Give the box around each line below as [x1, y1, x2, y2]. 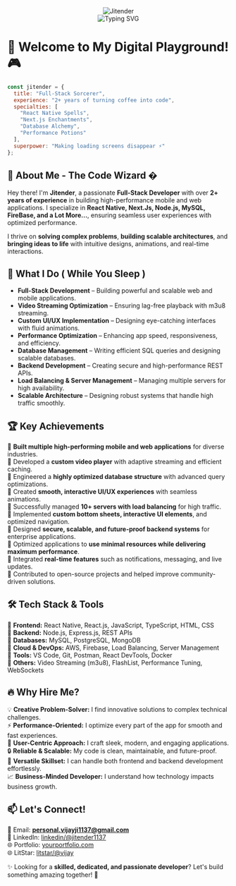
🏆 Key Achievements [7, 420, 104, 432]
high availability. [17, 384, 65, 392]
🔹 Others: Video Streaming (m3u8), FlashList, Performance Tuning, [7, 658, 203, 667]
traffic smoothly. [17, 399, 66, 408]
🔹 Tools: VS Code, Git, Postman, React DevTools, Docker [7, 650, 173, 659]
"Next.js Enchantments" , [20, 116, 93, 123]
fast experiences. [7, 731, 58, 739]
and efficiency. [17, 339, 61, 348]
